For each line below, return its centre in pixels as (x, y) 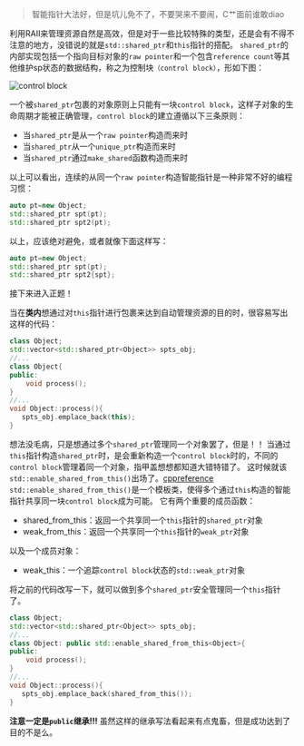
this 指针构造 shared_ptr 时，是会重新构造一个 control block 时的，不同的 (144, 455)
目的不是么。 (33, 732)
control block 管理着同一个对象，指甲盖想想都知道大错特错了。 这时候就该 (148, 466)
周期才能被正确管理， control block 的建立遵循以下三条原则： (131, 116)
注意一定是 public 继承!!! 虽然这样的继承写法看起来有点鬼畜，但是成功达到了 (150, 721)
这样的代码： (33, 324)
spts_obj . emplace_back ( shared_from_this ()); (107, 693)
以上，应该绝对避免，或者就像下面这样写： (89, 240)
